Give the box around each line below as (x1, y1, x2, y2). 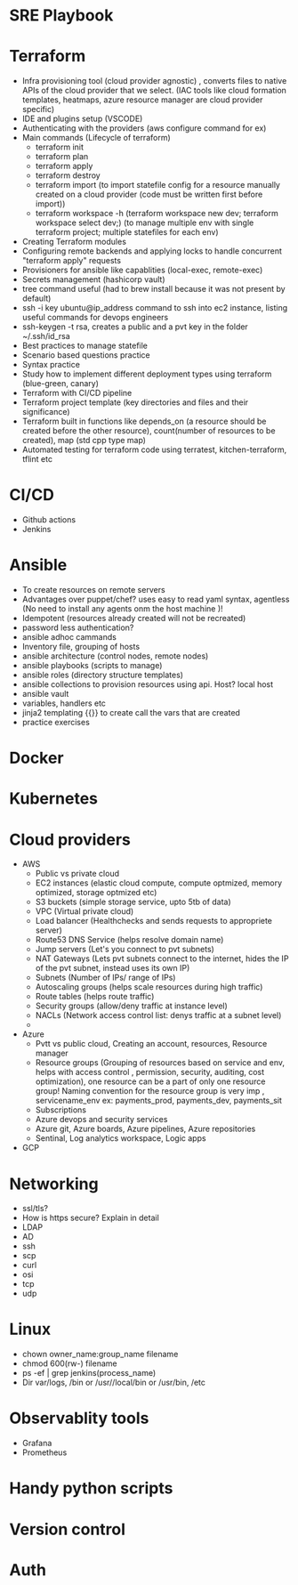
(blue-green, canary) (21, 378, 100, 389)
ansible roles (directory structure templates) (21, 669, 184, 680)
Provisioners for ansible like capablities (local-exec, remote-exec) (21, 264, 263, 276)
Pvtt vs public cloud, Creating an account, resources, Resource (35, 1039, 268, 1049)
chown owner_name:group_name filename (21, 1349, 179, 1360)
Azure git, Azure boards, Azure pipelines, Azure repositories (35, 1123, 256, 1135)
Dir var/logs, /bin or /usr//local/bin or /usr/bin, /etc (21, 1377, 206, 1388)
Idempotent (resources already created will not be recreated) (21, 613, 246, 623)
